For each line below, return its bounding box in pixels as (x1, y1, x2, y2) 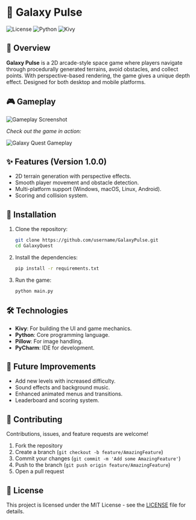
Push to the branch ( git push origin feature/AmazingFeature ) (14, 461, 171, 469)
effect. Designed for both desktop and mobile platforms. (6, 78, 146, 85)
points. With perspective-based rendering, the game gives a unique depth (6, 72, 190, 79)
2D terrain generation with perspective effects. (14, 172, 131, 180)
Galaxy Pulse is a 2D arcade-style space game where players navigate (6, 59, 183, 66)
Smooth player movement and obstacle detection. (14, 179, 139, 186)
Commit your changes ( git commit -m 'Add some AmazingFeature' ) (14, 455, 181, 462)
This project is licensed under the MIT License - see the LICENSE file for (6, 501, 186, 509)
